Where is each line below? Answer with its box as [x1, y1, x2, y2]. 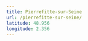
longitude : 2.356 [6, 25, 50, 32]
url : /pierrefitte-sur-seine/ [6, 14, 83, 20]
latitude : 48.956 [6, 20, 50, 26]
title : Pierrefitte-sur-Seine [6, 8, 83, 15]
